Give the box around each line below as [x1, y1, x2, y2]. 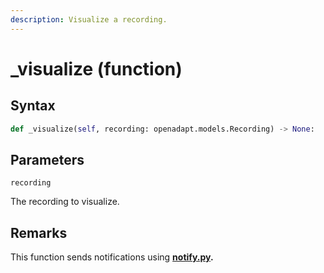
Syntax [10, 97, 56, 115]
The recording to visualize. [10, 196, 120, 208]
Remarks [10, 224, 68, 241]
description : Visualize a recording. [10, 14, 168, 25]
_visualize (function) [10, 57, 183, 80]
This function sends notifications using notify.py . [10, 251, 214, 263]
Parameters [10, 151, 85, 168]
